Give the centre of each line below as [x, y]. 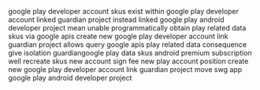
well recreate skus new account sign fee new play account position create [128, 61]
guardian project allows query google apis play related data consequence [127, 45]
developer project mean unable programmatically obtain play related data [127, 28]
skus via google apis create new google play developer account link [118, 36]
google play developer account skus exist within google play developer [123, 11]
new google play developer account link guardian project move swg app [125, 69]
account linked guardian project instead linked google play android [116, 20]
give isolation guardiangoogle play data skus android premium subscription [130, 53]
